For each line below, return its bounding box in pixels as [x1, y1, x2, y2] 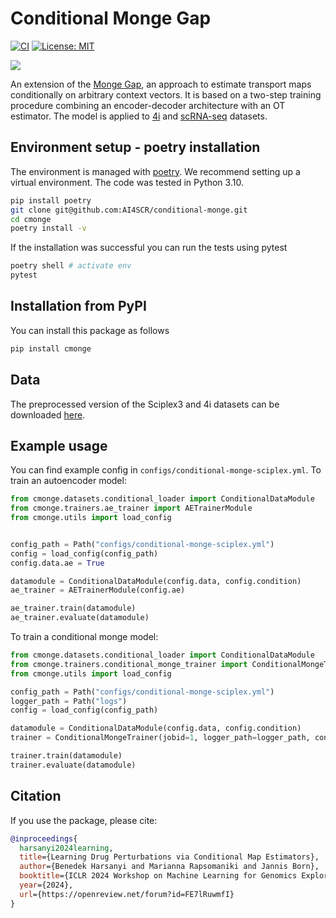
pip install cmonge [10, 343, 92, 354]
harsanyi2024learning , [19, 843, 114, 853]
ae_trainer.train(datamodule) [10, 603, 137, 614]
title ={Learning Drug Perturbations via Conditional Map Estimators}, [19, 852, 320, 862]
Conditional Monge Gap [10, 7, 212, 30]
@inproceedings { [10, 833, 78, 844]
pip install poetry [10, 195, 92, 206]
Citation [10, 788, 62, 805]
